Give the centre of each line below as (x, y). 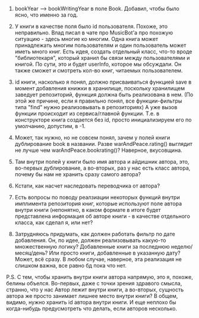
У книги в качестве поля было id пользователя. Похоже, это (91, 26)
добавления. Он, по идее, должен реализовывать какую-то (90, 240)
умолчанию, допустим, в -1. (50, 126)
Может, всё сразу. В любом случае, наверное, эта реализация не (98, 259)
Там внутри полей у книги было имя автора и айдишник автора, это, (102, 162)
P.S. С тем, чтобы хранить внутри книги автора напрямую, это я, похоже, (99, 277)
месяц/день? (31, 253)
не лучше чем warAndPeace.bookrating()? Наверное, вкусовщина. (98, 150)
